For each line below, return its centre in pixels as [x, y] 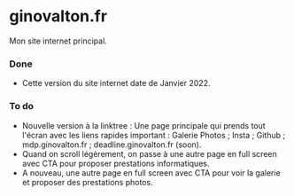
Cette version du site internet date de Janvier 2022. [116, 83]
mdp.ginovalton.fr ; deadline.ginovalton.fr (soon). [112, 145]
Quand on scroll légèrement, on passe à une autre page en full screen [149, 153]
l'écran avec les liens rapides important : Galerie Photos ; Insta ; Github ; [154, 135]
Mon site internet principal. [58, 41]
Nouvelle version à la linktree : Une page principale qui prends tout [143, 125]
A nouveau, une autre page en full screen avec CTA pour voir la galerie [151, 172]
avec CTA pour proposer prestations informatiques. [116, 163]
